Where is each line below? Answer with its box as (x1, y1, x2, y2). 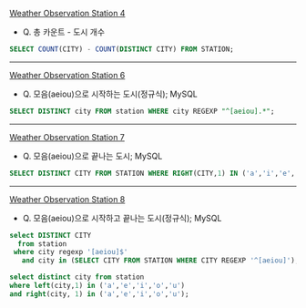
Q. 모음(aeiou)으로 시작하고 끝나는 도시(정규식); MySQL (22, 212, 222, 223)
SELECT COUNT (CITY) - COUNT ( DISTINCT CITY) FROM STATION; (9, 45, 234, 54)
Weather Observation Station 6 (9, 69, 126, 80)
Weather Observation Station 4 (9, 8, 126, 18)
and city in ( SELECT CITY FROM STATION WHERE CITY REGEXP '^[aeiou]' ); (21, 256, 300, 265)
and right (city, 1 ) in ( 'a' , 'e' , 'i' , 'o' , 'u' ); (9, 289, 189, 299)
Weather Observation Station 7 (9, 131, 126, 142)
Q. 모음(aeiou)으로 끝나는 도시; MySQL (22, 150, 163, 161)
